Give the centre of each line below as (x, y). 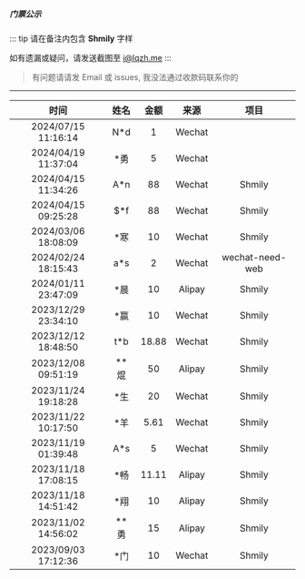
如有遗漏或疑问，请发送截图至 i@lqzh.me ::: (91, 57)
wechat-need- (254, 257)
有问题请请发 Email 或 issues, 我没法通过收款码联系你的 (135, 76)
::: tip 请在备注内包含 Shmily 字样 (71, 38)
